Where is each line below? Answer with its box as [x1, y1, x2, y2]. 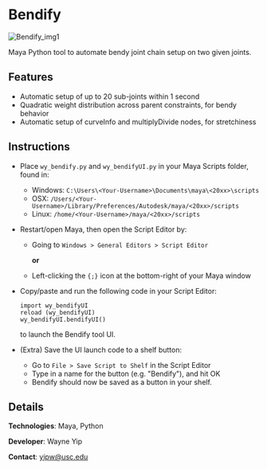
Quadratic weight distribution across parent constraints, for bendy [19, 100, 238, 109]
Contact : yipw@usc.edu [8, 452, 88, 462]
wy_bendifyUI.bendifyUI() [19, 315, 106, 323]
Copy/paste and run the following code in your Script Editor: [19, 286, 217, 295]
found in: [19, 170, 49, 179]
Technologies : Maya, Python [8, 421, 104, 431]
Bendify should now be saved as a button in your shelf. [31, 377, 213, 387]
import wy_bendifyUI [19, 301, 88, 310]
